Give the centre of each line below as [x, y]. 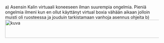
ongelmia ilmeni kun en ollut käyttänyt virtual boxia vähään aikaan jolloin [78, 12]
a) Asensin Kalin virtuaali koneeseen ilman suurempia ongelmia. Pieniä [76, 7]
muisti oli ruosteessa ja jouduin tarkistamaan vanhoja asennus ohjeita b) [77, 17]
